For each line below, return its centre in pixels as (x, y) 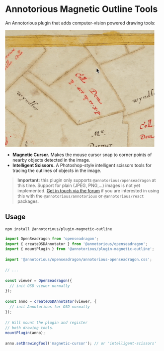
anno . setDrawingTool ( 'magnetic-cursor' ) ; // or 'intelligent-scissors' (81, 344)
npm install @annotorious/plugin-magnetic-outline (59, 229)
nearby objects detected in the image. (51, 160)
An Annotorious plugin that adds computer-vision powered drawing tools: (80, 23)
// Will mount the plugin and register (46, 322)
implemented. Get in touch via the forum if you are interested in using (88, 190)
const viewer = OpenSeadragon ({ (39, 280)
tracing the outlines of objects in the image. (57, 171)
